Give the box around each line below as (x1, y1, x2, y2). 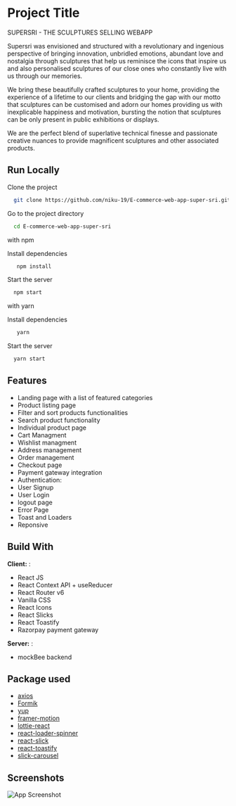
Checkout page (17, 461, 63, 469)
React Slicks (17, 610, 54, 619)
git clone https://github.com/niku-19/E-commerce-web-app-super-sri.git (13, 196, 231, 203)
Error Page (17, 505, 49, 514)
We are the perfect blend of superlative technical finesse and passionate (7, 129, 218, 137)
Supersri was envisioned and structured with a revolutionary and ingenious (7, 41, 224, 50)
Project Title (7, 5, 80, 21)
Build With (7, 541, 54, 553)
